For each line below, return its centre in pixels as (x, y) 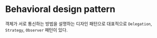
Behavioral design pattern (60, 9)
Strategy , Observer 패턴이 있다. (36, 30)
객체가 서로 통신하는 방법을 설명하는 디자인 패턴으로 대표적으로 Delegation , (78, 23)
